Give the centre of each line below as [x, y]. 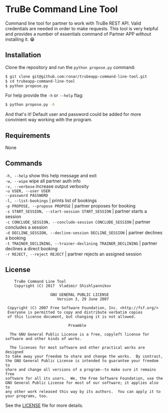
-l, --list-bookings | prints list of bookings [51, 200]
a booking [16, 238]
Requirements [28, 135]
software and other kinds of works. [44, 338]
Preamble [77, 325]
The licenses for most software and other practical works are [77, 348]
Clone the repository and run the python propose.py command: [70, 67]
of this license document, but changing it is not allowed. [72, 317]
